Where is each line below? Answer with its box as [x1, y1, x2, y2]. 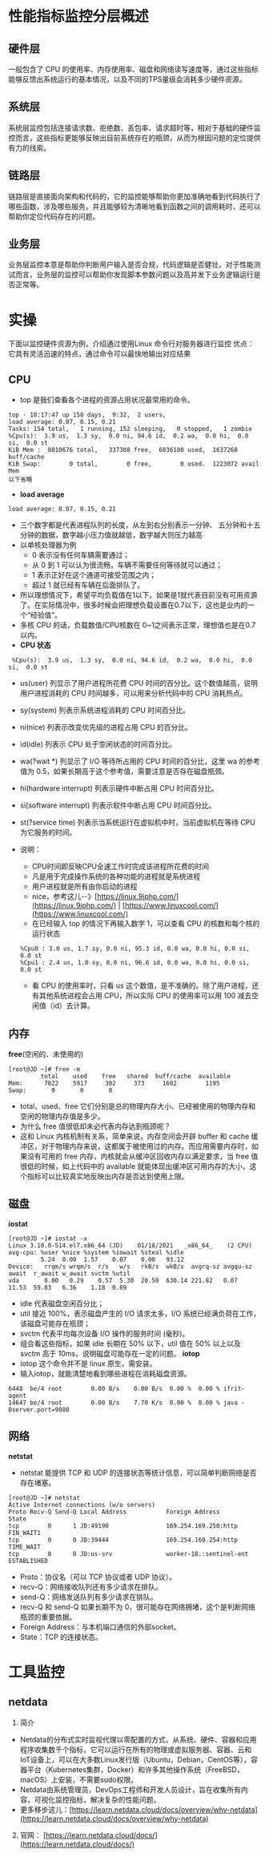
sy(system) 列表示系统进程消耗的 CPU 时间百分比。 [19, 706, 191, 715]
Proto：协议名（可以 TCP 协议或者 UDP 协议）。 [19, 1572, 177, 1581]
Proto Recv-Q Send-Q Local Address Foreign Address [8, 1508, 220, 1516]
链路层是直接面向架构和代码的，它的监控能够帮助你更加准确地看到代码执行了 [8, 191, 261, 201]
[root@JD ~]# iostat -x [8, 1235, 88, 1243]
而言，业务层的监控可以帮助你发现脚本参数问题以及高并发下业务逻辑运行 [14, 270, 254, 280]
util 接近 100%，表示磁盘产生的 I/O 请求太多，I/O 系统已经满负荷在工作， [19, 1308, 261, 1318]
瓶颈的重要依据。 [19, 1612, 77, 1621]
